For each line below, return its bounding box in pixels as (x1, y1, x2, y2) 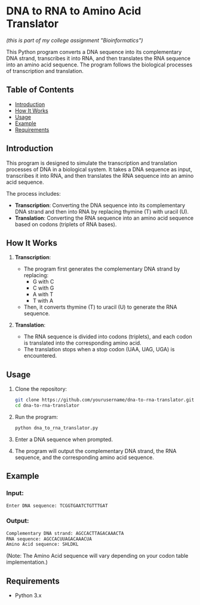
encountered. (23, 352, 57, 360)
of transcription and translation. (6, 67, 84, 74)
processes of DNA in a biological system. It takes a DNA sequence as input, (6, 166, 192, 173)
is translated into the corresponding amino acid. (23, 339, 141, 346)
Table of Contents (6, 85, 75, 95)
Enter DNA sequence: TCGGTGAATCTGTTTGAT (6, 503, 109, 509)
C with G (32, 284, 54, 291)
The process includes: (6, 190, 61, 197)
